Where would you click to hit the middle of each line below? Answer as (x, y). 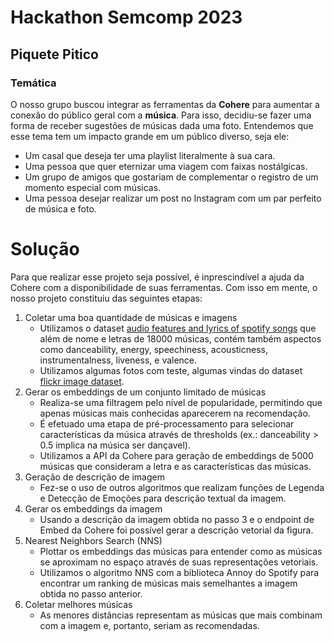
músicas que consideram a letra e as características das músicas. (175, 466)
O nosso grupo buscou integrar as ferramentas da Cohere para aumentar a (165, 104)
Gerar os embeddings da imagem (93, 508)
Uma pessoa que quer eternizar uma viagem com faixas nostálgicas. (166, 166)
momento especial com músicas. (93, 187)
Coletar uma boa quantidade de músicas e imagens (131, 317)
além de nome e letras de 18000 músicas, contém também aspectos (180, 338)
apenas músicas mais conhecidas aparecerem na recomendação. (175, 413)
